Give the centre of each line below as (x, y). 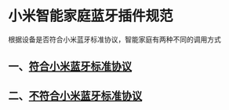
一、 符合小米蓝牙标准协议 (70, 66)
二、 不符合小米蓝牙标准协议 (75, 95)
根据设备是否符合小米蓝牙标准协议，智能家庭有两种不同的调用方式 (114, 39)
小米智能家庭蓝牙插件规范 (91, 16)
